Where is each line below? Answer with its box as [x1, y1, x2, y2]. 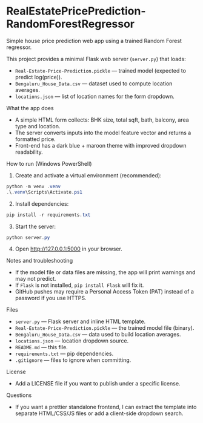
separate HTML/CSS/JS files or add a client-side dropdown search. [15, 410, 184, 417]
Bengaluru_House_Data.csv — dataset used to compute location [15, 80, 173, 87]
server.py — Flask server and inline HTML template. [15, 318, 146, 325]
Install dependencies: [15, 200, 69, 207]
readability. [15, 148, 44, 156]
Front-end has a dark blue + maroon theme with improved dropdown [15, 142, 187, 149]
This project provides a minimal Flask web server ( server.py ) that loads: [6, 55, 186, 62]
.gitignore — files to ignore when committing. [15, 356, 131, 364]
